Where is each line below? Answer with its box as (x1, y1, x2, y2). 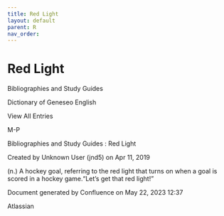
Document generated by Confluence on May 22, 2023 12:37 (7, 188, 183, 197)
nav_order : (7, 30, 40, 38)
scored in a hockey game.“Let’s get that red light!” (7, 175, 154, 183)
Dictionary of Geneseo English (7, 98, 97, 107)
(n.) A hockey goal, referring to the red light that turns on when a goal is (7, 167, 218, 175)
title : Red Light (7, 10, 59, 18)
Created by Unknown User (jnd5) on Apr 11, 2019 (7, 153, 151, 162)
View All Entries (7, 112, 53, 121)
